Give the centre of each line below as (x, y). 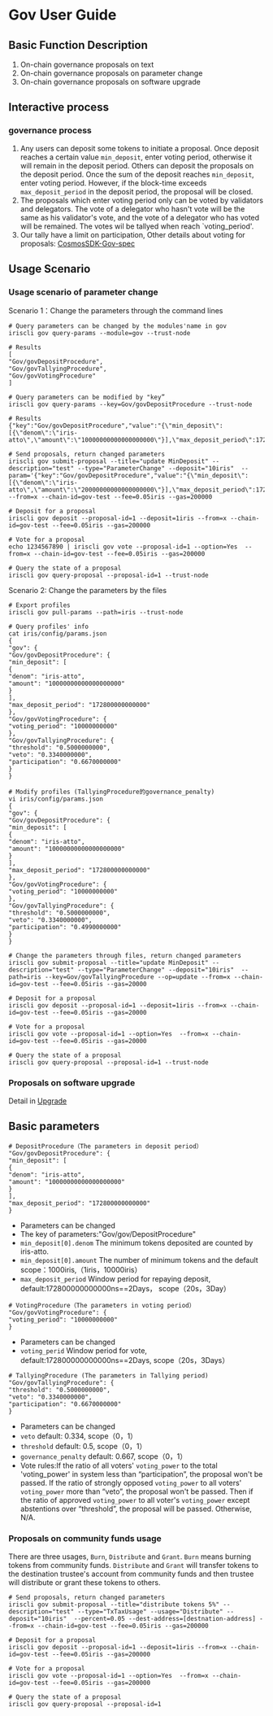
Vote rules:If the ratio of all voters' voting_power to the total (119, 1465)
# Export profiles (39, 605)
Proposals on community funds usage (85, 1539)
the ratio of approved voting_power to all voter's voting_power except (135, 1500)
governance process (50, 130)
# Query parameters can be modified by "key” (87, 397)
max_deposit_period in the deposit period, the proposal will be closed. (136, 191)
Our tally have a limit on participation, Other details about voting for (132, 234)
